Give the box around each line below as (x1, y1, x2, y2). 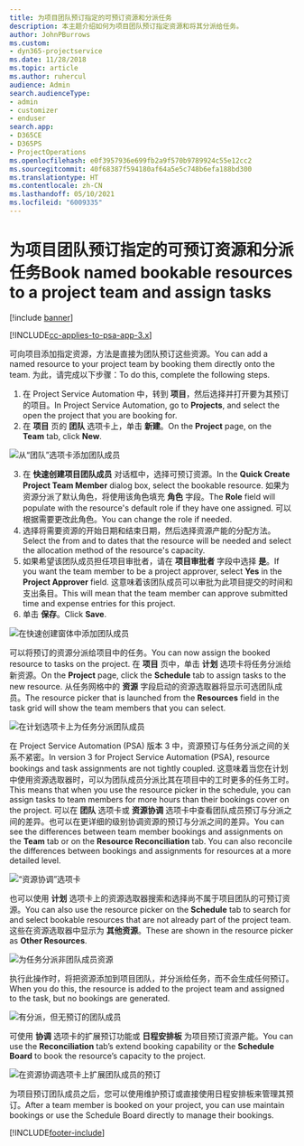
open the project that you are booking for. (22, 409, 178, 420)
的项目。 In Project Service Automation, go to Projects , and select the (22, 399, 280, 410)
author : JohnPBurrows (9, 30, 91, 39)
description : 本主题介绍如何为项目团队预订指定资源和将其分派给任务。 (9, 22, 244, 31)
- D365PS (9, 139, 42, 148)
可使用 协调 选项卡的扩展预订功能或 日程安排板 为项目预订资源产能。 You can (9, 1030, 294, 1041)
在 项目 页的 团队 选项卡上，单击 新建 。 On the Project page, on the (22, 420, 272, 431)
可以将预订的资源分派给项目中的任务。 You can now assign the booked (9, 647, 271, 658)
